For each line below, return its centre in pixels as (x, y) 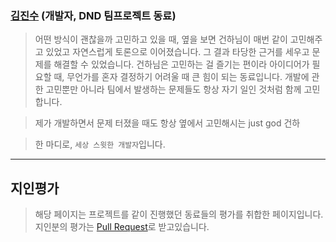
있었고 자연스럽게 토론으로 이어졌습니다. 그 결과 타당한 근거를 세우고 (177, 52)
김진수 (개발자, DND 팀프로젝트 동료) (93, 15)
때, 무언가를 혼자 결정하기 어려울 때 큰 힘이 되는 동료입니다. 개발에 (181, 77)
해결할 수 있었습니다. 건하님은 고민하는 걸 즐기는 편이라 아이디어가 (181, 64)
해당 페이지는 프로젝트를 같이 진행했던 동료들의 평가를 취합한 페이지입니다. (179, 214)
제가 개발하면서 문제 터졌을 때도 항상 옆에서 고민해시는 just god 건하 (167, 123)
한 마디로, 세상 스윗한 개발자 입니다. (100, 144)
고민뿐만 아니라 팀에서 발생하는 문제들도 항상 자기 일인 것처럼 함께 (173, 89)
